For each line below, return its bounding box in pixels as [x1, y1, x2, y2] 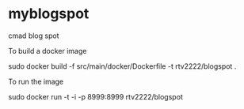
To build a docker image [8, 46, 87, 55]
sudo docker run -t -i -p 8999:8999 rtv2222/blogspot [8, 92, 184, 101]
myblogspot [8, 5, 90, 23]
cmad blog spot [8, 31, 59, 40]
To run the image [8, 77, 64, 86]
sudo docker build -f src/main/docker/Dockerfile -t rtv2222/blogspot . [8, 61, 237, 71]
